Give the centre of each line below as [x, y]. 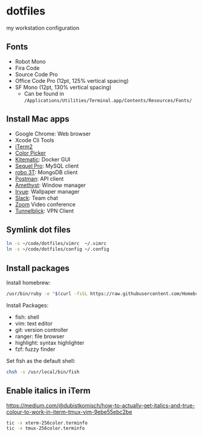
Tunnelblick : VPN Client [44, 210]
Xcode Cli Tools [34, 140]
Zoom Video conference [45, 204]
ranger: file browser [40, 336]
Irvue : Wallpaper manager [47, 191]
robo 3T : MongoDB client [46, 172]
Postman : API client [39, 178]
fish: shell [27, 317]
